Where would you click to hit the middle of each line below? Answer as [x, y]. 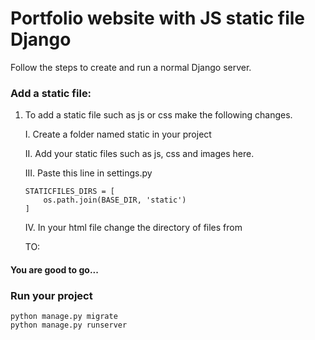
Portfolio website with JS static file [157, 18]
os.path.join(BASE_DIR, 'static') [115, 200]
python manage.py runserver [69, 325]
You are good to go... [54, 269]
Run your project [51, 295]
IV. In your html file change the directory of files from [133, 228]
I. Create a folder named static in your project [118, 134]
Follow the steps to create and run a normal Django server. [131, 67]
